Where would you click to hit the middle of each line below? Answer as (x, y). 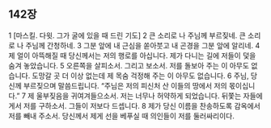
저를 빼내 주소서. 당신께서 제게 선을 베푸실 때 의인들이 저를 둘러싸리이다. (121, 116)
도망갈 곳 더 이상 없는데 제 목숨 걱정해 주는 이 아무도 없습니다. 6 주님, (140, 76)
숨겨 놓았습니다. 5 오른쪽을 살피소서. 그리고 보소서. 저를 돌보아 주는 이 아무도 (129, 65)
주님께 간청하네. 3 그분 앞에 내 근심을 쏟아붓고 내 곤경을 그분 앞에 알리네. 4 (143, 45)
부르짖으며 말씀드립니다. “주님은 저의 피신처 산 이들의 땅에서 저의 (125, 85)
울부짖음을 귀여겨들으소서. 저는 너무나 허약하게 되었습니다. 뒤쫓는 (139, 96)
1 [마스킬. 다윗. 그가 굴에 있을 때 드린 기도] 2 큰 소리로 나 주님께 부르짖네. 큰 (127, 35)
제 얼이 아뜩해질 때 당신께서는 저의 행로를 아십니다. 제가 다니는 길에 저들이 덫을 (132, 56)
